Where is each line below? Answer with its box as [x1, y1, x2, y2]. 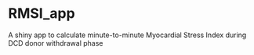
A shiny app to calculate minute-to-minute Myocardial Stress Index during [8, 30, 247, 40]
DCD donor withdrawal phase [8, 38, 103, 47]
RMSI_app [8, 5, 76, 22]
